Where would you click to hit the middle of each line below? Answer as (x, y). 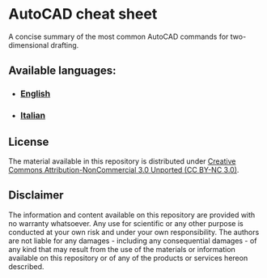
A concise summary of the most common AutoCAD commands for (119, 36)
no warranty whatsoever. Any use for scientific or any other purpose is (126, 223)
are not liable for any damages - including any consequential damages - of (133, 241)
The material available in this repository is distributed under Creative (122, 161)
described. (26, 266)
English (35, 94)
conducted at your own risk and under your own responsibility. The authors (134, 232)
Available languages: (62, 71)
